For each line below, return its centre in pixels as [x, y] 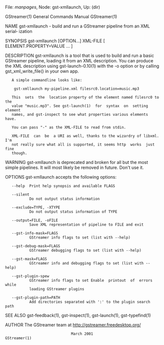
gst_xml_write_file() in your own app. [42, 71]
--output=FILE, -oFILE [35, 220]
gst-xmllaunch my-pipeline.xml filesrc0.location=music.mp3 [77, 89]
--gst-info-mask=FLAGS [35, 233]
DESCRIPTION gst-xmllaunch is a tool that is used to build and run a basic [80, 55]
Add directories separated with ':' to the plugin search [90, 302]
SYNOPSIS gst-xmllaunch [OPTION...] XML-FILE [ [55, 41]
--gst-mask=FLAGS [29, 259]
